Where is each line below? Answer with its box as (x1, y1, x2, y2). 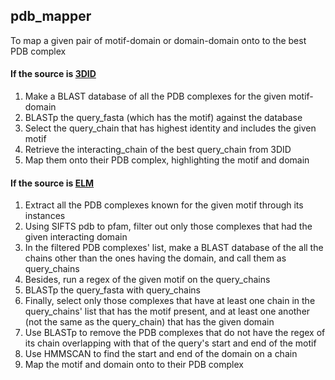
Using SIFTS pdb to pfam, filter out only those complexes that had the (24, 220, 313, 233)
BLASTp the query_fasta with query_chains (24, 284, 201, 296)
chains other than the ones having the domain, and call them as (24, 252, 287, 264)
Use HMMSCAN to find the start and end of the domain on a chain (24, 348, 298, 360)
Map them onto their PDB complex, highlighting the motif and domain (24, 154, 310, 166)
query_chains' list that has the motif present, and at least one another (24, 305, 311, 318)
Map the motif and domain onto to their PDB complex (24, 359, 244, 371)
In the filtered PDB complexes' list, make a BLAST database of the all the (24, 242, 324, 254)
